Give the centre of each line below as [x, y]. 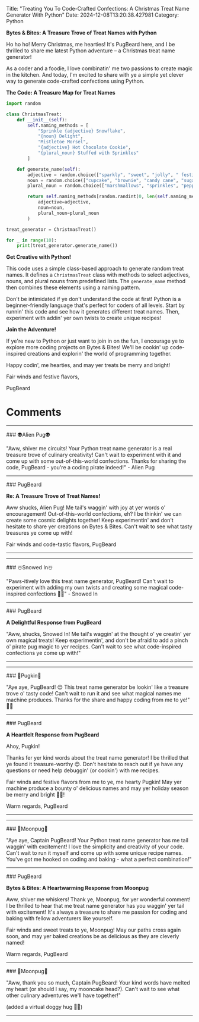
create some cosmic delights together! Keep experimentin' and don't [90, 521]
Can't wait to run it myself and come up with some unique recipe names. [94, 853]
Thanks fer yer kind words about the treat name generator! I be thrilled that [97, 758]
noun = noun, [51, 208]
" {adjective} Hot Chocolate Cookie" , [84, 148]
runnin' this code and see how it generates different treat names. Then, [93, 312]
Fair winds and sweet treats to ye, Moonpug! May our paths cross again [94, 930]
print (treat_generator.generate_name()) [67, 246]
